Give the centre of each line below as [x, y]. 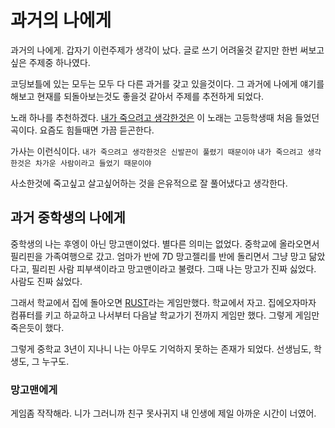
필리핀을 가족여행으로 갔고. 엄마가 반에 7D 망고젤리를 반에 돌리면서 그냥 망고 [158, 256]
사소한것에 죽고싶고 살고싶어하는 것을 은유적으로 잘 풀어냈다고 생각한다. [149, 183]
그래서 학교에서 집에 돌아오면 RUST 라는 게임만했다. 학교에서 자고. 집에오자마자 [163, 302]
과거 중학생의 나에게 [68, 217]
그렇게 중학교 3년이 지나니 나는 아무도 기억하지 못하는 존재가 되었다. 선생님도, [161, 348]
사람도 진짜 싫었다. [46, 281]
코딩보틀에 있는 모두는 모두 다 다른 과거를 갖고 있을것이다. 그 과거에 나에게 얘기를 [167, 83]
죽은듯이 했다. [37, 327]
